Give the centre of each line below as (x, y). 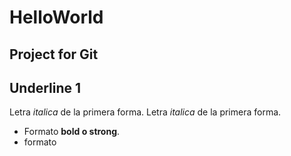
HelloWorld (56, 17)
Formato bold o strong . (72, 132)
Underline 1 (45, 87)
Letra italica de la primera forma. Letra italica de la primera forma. (145, 112)
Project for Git (54, 54)
